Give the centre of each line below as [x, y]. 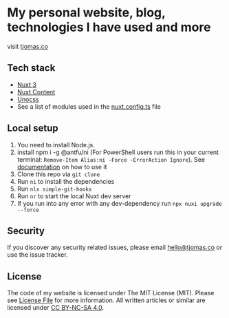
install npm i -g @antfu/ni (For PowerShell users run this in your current [118, 152]
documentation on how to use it [62, 167]
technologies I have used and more [109, 27]
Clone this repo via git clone [58, 174]
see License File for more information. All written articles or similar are [107, 300]
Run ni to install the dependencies [66, 181]
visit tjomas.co [28, 46]
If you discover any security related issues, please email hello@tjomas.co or [115, 247]
